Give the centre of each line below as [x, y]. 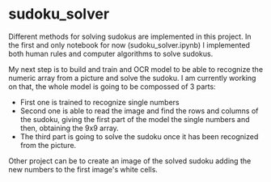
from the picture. [48, 145]
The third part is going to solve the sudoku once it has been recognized [139, 136]
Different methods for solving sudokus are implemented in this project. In [130, 36]
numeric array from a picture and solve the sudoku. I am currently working [132, 78]
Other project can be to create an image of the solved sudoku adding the [130, 161]
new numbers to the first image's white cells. [83, 169]
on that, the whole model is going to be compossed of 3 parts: [112, 87]
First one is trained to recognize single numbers [100, 102]
